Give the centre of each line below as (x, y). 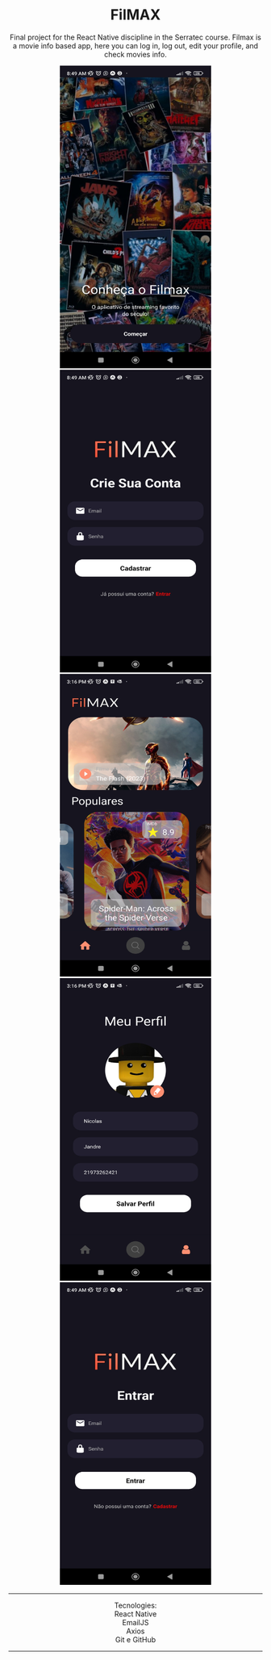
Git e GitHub (135, 1639)
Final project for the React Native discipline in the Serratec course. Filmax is (135, 37)
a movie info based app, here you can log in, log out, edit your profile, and (135, 45)
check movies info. (135, 54)
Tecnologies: (135, 1605)
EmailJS (135, 1622)
